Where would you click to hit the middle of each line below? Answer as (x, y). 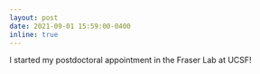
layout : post (34, 18)
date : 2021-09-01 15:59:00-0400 (70, 26)
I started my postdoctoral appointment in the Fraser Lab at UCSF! (130, 60)
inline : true (34, 34)
